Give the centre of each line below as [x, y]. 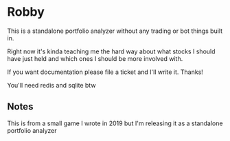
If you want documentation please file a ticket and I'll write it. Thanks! [105, 72]
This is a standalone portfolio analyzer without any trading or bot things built [115, 31]
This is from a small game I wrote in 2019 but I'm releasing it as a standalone [115, 123]
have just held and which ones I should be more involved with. [95, 58]
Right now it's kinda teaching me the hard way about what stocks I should [111, 51]
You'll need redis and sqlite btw [51, 85]
